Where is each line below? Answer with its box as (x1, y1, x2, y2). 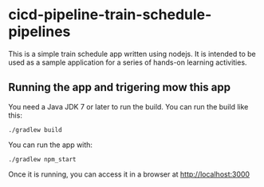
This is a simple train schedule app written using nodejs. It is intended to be (8, 49, 257, 58)
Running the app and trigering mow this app (8, 81, 231, 94)
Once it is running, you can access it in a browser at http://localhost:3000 (8, 169, 250, 179)
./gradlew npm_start (8, 155, 77, 163)
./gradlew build (8, 125, 62, 133)
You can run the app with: (8, 140, 93, 149)
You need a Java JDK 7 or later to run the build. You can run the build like (8, 101, 249, 111)
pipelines (8, 22, 71, 41)
